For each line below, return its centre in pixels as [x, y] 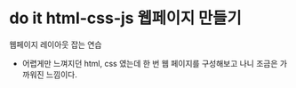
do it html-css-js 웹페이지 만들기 [125, 18]
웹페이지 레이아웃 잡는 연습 [56, 44]
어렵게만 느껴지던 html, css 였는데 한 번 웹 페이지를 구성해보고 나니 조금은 [150, 63]
